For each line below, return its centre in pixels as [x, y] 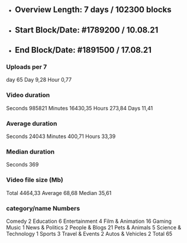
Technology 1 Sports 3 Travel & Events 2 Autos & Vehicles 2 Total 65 [89, 234]
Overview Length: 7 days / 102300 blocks [93, 10]
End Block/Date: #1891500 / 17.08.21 [83, 50]
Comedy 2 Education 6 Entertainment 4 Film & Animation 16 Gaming [89, 221]
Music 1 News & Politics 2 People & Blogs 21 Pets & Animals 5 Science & [94, 227]
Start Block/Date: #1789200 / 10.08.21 [86, 30]
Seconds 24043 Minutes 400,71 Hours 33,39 [61, 136]
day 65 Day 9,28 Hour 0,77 [39, 80]
